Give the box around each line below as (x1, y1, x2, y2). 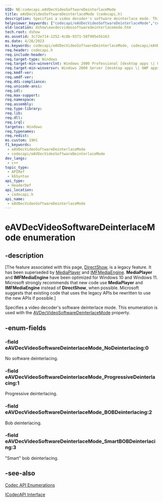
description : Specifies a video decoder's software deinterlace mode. (5, 16, 151, 21)
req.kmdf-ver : (5, 70, 34, 75)
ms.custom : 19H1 (5, 138, 38, 143)
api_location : (5, 187, 34, 192)
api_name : (5, 196, 25, 201)
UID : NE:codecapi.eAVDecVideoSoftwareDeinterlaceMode (5, 7, 116, 12)
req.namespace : (5, 97, 36, 102)
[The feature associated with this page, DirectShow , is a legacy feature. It (5, 264, 151, 270)
